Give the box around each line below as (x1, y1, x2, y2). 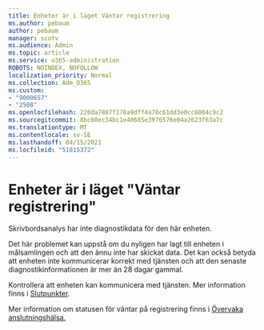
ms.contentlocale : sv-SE (8, 131, 91, 139)
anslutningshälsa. (8, 313, 66, 323)
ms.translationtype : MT (8, 123, 88, 131)
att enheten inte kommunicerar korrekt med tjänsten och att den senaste (8, 256, 246, 266)
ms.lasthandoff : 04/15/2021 (8, 138, 102, 147)
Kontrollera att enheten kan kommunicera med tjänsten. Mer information (8, 280, 246, 290)
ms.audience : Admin (8, 42, 74, 50)
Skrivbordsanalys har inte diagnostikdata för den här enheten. (8, 223, 212, 233)
